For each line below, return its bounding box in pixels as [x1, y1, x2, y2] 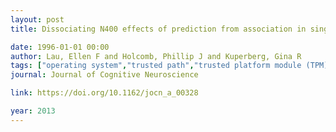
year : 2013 [10, 106, 56, 116]
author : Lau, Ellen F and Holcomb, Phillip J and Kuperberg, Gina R [10, 51, 302, 61]
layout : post [10, 14, 65, 25]
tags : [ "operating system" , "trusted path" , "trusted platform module [10, 61, 302, 71]
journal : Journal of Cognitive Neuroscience [10, 70, 199, 80]
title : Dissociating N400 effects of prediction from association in [10, 24, 307, 34]
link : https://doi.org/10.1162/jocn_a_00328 [10, 88, 199, 98]
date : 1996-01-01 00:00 [10, 42, 110, 52]
